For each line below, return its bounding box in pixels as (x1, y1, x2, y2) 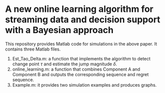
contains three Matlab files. (5, 46, 61, 52)
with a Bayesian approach (5, 25, 114, 36)
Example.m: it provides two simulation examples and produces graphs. (12, 82, 157, 88)
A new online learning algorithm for (5, 3, 154, 15)
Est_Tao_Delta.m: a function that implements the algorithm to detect (12, 55, 151, 61)
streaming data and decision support (5, 14, 161, 25)
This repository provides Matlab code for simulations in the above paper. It (5, 41, 158, 46)
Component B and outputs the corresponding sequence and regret (12, 71, 149, 77)
